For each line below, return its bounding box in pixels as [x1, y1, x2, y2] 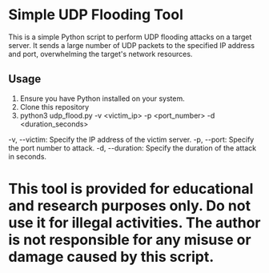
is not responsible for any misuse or [8, 231, 251, 249]
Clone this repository [19, 102, 90, 111]
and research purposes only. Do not [8, 196, 251, 215]
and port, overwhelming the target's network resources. [8, 49, 193, 58]
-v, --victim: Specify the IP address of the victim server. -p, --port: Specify [8, 134, 255, 144]
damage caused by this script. [8, 247, 215, 266]
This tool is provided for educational [8, 179, 254, 198]
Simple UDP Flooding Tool [8, 6, 184, 24]
